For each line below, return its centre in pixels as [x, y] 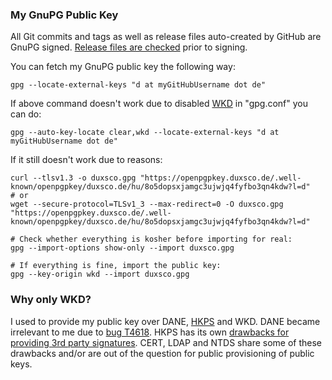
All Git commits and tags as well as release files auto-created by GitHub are [166, 37]
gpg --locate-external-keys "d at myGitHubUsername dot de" [138, 85]
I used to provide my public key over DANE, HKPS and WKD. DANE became [165, 321]
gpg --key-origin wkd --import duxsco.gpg [100, 274]
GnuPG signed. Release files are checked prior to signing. [129, 47]
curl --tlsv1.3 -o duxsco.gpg [73, 178]
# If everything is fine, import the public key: [116, 266]
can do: [26, 114]
